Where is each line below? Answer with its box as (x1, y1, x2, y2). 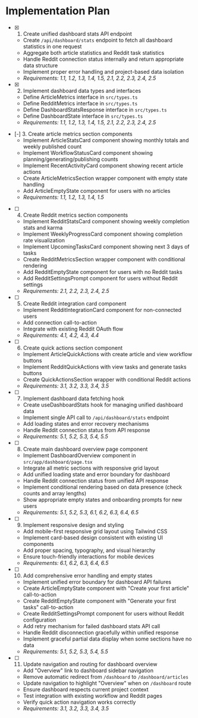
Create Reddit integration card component (23, 299, 127, 307)
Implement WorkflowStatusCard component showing (23, 149, 153, 156)
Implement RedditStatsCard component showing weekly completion (23, 217, 190, 224)
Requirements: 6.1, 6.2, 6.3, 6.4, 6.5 (23, 559, 109, 566)
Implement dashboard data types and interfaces (23, 87, 142, 94)
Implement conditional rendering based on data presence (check (23, 483, 183, 491)
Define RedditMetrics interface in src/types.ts (23, 99, 138, 107)
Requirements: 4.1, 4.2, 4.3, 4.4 (23, 332, 99, 339)
